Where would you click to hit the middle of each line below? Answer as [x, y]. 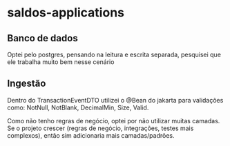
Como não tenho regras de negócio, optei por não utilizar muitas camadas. [114, 121]
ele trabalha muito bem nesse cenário [61, 62]
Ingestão [27, 84]
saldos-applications [66, 13]
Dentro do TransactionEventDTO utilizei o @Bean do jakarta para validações [115, 100]
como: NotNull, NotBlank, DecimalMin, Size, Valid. [78, 107]
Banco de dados [42, 38]
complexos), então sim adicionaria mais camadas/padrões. [91, 135]
